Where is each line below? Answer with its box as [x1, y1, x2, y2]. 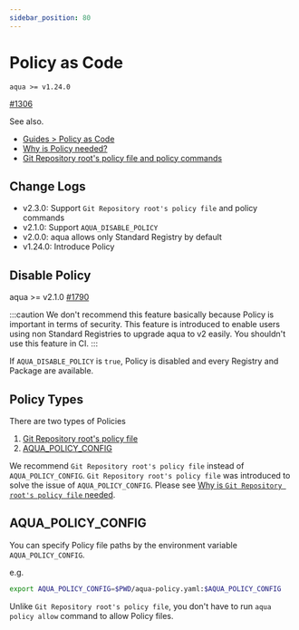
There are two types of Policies [9, 416, 127, 426]
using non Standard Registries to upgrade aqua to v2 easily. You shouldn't [9, 328, 286, 340]
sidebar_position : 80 [9, 13, 92, 23]
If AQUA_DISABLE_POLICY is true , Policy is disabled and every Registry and [9, 355, 279, 367]
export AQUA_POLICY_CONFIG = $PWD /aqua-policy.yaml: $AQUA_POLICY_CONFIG [9, 584, 282, 594]
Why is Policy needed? [22, 142, 108, 154]
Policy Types [9, 392, 84, 407]
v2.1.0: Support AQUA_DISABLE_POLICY [22, 222, 159, 233]
